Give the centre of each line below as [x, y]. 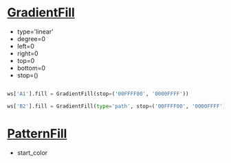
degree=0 [31, 38]
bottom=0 [31, 68]
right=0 [28, 53]
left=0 [25, 46]
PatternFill [37, 133]
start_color [32, 153]
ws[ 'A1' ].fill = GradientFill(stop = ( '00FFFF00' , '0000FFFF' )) [98, 94]
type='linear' [35, 32]
